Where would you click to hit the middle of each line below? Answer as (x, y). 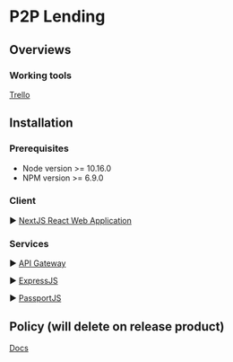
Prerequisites (39, 148)
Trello (20, 94)
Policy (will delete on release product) (117, 327)
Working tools (40, 75)
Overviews (40, 50)
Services (29, 243)
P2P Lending (57, 17)
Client (22, 201)
